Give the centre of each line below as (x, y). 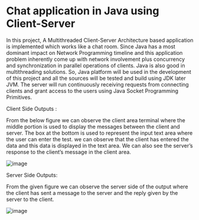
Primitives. (19, 97)
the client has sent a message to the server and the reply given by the (92, 193)
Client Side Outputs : (32, 109)
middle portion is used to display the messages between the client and (93, 126)
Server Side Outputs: (32, 175)
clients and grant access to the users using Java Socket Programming (92, 91)
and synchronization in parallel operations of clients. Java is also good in (96, 65)
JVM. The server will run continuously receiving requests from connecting (98, 84)
